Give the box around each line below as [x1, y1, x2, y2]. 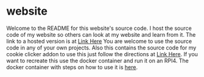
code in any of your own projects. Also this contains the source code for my [6, 44, 197, 51]
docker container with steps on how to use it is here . [6, 63, 138, 71]
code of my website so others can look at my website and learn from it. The [6, 31, 196, 38]
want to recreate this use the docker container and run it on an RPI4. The [6, 57, 189, 64]
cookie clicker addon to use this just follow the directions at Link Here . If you [6, 50, 198, 57]
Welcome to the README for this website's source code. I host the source [6, 24, 192, 32]
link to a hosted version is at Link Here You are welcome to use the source [6, 37, 192, 45]
